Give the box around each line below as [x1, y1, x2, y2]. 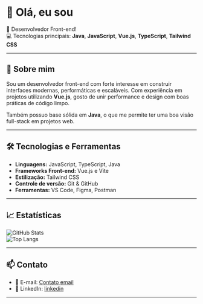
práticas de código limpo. [6, 99, 69, 106]
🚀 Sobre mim [6, 64, 56, 74]
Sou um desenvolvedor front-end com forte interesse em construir [6, 80, 172, 87]
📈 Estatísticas [6, 210, 62, 220]
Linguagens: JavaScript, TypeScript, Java [14, 160, 121, 168]
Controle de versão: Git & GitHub [14, 179, 98, 187]
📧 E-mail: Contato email [14, 279, 74, 286]
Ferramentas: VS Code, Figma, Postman [14, 186, 117, 193]
